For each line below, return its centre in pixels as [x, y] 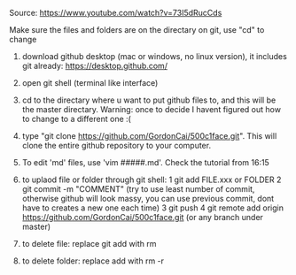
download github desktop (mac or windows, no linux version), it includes [155, 56]
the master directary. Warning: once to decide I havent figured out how [152, 109]
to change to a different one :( [76, 119]
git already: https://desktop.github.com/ [95, 66]
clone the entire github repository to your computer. [116, 145]
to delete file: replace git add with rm [89, 244]
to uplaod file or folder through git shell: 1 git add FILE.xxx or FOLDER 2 [152, 180]
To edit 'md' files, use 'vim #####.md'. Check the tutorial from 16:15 [146, 162]
